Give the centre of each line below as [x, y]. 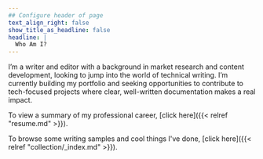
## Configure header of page [56, 15]
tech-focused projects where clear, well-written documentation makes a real [132, 92]
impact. [20, 100]
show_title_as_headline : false [59, 30]
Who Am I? [31, 45]
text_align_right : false [49, 23]
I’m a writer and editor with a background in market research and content [126, 67]
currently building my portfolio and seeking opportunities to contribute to [126, 84]
